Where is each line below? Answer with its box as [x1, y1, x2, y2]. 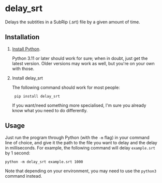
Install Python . [12, 46, 41, 51]
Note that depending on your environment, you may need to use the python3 [5, 168, 157, 174]
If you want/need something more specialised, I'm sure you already [12, 102, 147, 108]
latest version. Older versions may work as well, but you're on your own [12, 60, 155, 66]
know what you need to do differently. [12, 107, 88, 113]
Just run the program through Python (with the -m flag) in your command [5, 134, 150, 140]
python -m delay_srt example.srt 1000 [5, 159, 83, 164]
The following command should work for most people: [12, 84, 120, 90]
